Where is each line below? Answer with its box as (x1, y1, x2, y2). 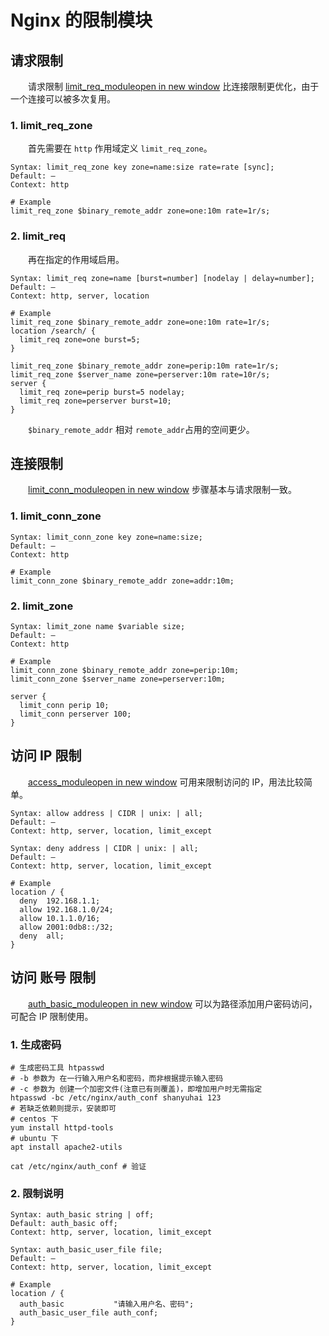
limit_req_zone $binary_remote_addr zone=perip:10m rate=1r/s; (10, 361, 280, 371)
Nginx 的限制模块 (10, 9, 153, 32)
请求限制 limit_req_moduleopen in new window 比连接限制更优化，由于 (27, 81, 320, 92)
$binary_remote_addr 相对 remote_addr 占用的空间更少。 (28, 423, 255, 435)
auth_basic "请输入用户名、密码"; (19, 1299, 195, 1310)
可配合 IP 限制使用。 (10, 1010, 94, 1022)
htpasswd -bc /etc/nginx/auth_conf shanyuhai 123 (10, 1092, 222, 1103)
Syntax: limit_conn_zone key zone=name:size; (10, 532, 203, 542)
